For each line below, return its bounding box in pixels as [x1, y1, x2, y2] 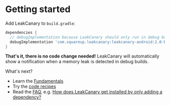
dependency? [12, 94, 41, 100]
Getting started [5, 4, 71, 15]
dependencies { [5, 30, 37, 35]
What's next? [5, 68, 33, 74]
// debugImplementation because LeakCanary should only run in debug [10, 34, 159, 40]
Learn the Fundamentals [12, 78, 64, 84]
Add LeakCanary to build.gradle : [5, 20, 75, 26]
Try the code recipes [12, 83, 57, 89]
